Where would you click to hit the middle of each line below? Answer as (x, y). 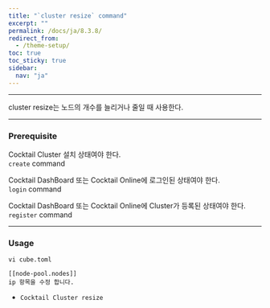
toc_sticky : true (37, 61)
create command (37, 163)
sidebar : (23, 68)
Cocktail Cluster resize (61, 298)
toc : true (25, 53)
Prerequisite (33, 136)
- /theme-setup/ (43, 46)
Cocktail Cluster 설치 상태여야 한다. (65, 154)
